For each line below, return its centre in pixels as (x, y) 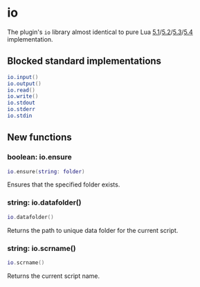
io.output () (24, 84)
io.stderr (21, 110)
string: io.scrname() (42, 248)
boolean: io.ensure (39, 157)
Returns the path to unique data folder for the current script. (93, 230)
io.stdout (21, 103)
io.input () (23, 77)
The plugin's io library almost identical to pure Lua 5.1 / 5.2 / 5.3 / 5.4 (100, 32)
